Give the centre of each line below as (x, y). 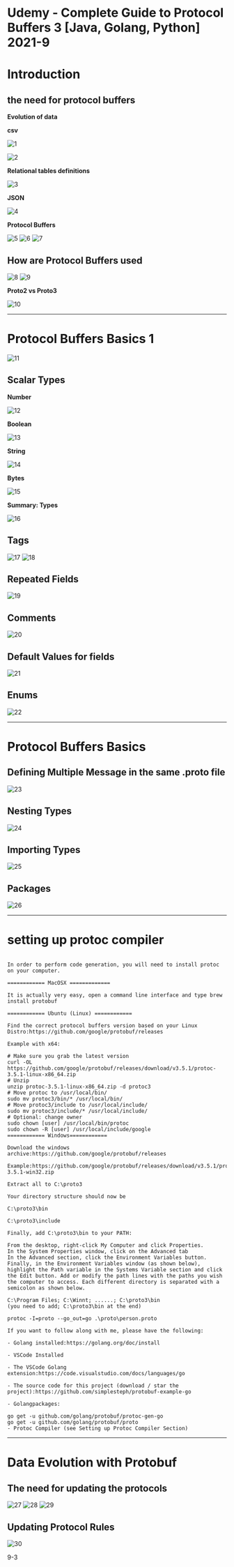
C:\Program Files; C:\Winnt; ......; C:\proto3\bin (84, 1301)
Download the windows (39, 1148)
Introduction (44, 74)
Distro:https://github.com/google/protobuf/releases (85, 1032)
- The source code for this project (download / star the (93, 1386)
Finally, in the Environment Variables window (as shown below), (104, 1264)
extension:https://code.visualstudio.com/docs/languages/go (96, 1374)
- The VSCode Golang (37, 1368)
